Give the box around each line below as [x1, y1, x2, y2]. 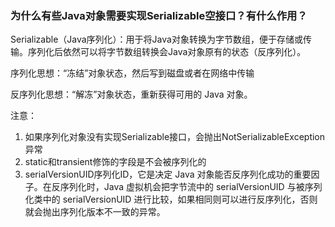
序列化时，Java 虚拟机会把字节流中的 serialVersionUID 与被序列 [59, 181, 323, 193]
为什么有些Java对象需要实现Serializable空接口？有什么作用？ [10, 8, 308, 22]
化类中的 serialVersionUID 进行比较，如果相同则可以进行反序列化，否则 [24, 193, 318, 206]
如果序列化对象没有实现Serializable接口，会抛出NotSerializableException [24, 131, 326, 143]
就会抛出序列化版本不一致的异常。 [24, 206, 166, 218]
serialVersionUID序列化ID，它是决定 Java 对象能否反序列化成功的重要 [24, 168, 312, 181]
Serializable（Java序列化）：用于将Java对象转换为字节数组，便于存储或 [10, 33, 303, 46]
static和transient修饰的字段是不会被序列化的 [24, 156, 207, 168]
